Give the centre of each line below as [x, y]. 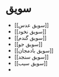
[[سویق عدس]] [31, 25]
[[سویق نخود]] [30, 31]
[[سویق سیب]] [31, 63]
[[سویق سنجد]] [31, 57]
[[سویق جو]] [28, 44]
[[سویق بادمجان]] [34, 50]
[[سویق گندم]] [30, 38]
